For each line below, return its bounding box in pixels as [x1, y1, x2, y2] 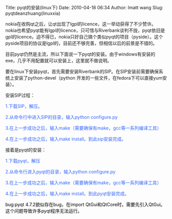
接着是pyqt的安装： [5, 147, 47, 153]
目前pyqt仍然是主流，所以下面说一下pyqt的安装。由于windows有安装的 [5, 51, 156, 57]
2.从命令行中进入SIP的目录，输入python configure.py [5, 114, 118, 120]
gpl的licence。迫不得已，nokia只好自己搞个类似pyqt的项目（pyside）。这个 [5, 34, 163, 40]
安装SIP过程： [5, 92, 35, 98]
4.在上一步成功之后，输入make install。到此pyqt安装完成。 [5, 191, 129, 196]
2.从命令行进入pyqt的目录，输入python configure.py [5, 169, 116, 175]
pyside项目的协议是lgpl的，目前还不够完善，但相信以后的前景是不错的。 [5, 40, 158, 46]
